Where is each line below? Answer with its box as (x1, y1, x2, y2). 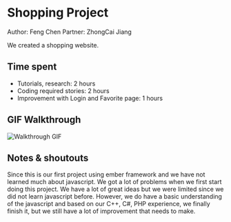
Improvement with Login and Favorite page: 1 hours (17, 94, 163, 102)
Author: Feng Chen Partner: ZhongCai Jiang (7, 28, 132, 36)
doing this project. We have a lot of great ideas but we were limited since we (7, 185, 224, 194)
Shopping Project (7, 5, 109, 21)
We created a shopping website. (7, 41, 99, 49)
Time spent (7, 61, 57, 73)
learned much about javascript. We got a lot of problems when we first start (7, 178, 222, 186)
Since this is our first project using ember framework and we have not (7, 170, 205, 179)
